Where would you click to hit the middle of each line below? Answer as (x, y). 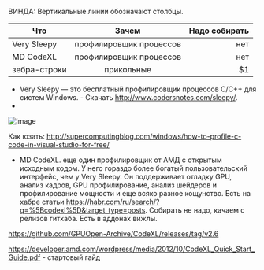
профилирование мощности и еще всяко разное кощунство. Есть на (135, 193)
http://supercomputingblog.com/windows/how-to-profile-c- (144, 136)
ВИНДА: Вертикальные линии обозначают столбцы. (96, 11)
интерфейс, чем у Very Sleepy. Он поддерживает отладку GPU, (126, 177)
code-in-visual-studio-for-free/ (59, 144)
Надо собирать (219, 31)
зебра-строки (39, 70)
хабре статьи (42, 202)
